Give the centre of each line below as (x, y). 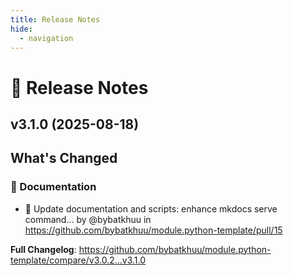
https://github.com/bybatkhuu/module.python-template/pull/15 (153, 230)
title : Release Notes (55, 19)
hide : (21, 29)
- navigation (46, 38)
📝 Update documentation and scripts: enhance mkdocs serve (151, 208)
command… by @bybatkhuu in (88, 219)
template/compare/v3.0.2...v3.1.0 (78, 260)
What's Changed (64, 158)
